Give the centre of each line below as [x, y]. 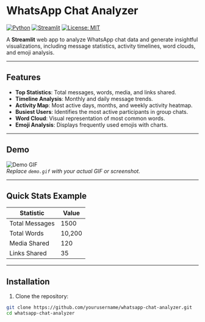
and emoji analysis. [31, 52]
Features [23, 77]
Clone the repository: [42, 296]
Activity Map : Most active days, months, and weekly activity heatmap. [104, 105]
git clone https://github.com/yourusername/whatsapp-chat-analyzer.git [99, 308]
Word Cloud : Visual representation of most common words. [90, 118]
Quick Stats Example [47, 196]
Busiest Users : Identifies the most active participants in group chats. [102, 111]
